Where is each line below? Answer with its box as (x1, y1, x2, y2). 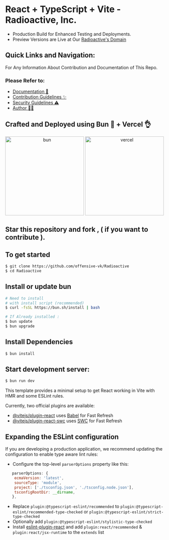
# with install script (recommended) (5, 301, 84, 306)
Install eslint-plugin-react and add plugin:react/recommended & (12, 524, 142, 530)
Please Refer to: (5, 77, 45, 84)
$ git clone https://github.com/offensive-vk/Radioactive (5, 264, 129, 269)
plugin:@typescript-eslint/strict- (89, 510, 164, 515)
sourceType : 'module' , (14, 480, 62, 485)
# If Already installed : (5, 314, 59, 319)
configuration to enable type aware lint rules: (5, 451, 98, 458)
